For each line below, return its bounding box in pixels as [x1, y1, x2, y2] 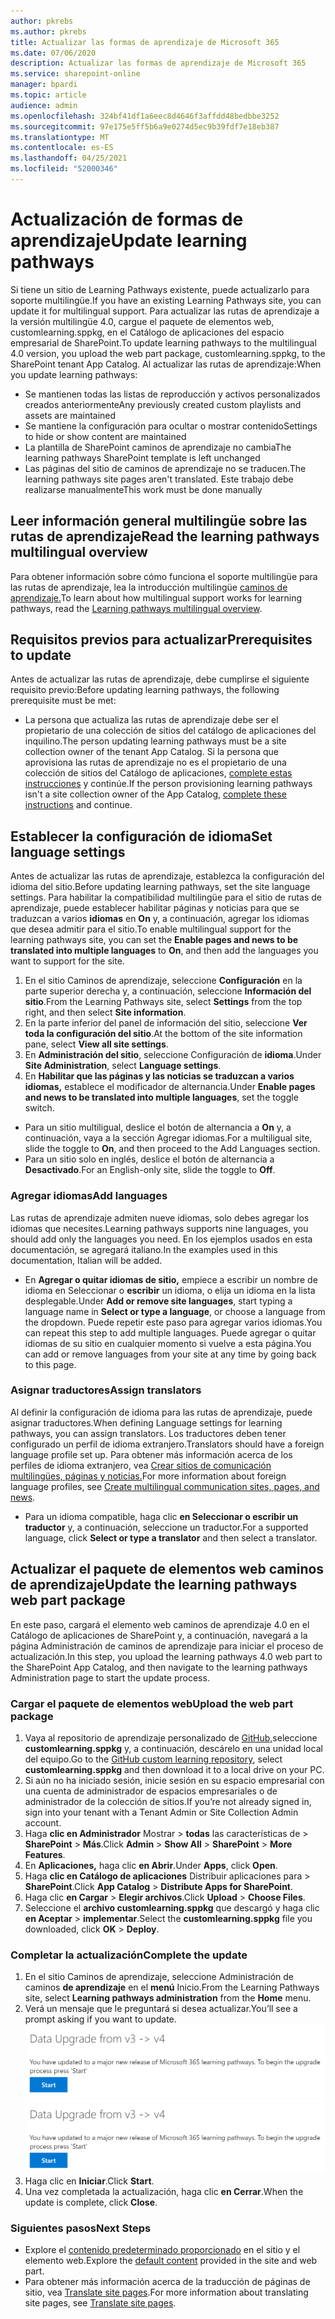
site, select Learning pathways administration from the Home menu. [24, 1992, 312, 2004]
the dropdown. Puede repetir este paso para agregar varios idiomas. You [24, 1316, 323, 1328]
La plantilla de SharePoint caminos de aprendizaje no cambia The [24, 441, 292, 453]
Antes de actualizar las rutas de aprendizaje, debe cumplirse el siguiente [10, 673, 310, 685]
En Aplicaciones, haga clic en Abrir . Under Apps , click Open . [24, 1859, 278, 1871]
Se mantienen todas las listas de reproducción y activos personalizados [24, 388, 321, 400]
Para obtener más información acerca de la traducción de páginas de [24, 2275, 311, 2287]
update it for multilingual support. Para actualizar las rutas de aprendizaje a [10, 305, 320, 317]
